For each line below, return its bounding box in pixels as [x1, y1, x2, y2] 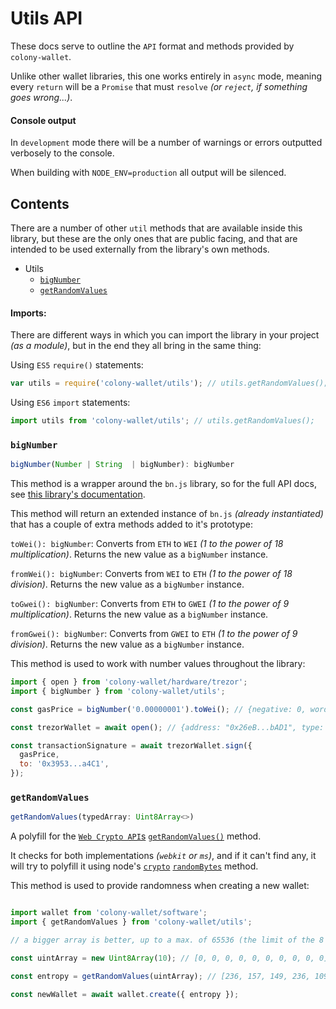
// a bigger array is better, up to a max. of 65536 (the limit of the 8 [10, 935, 325, 945]
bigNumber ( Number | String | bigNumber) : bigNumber [10, 460, 235, 470]
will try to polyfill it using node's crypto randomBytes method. [10, 860, 259, 872]
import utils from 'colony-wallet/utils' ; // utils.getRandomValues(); [10, 416, 315, 426]
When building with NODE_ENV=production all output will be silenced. [10, 167, 287, 179]
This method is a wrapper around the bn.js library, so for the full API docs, [10, 478, 318, 490]
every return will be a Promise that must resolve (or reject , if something [10, 80, 308, 92]
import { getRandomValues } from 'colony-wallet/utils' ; [10, 917, 253, 927]
